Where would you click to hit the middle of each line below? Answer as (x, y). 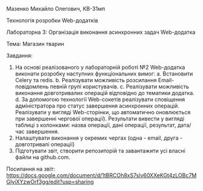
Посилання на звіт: (31, 169)
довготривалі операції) (45, 144)
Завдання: (20, 56)
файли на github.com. (43, 157)
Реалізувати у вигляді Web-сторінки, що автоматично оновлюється (103, 112)
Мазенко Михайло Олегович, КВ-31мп (56, 9)
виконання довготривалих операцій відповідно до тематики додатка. (105, 93)
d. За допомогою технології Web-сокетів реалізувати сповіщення (100, 99)
